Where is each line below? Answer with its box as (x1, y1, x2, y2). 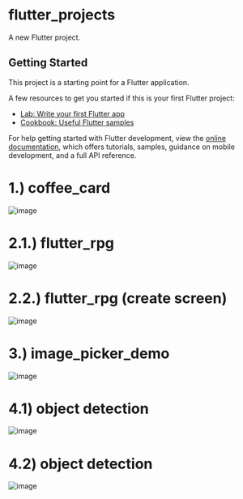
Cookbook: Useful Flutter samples (19, 117, 134, 127)
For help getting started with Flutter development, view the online (8, 133, 227, 143)
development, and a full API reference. (8, 150, 137, 160)
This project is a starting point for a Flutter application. (8, 77, 190, 87)
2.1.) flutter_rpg (8, 233, 115, 252)
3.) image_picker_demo (8, 344, 170, 362)
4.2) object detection (8, 454, 153, 473)
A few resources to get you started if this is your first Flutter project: (8, 93, 235, 103)
